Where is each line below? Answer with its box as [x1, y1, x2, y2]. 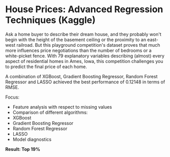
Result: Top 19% [5, 146, 41, 152]
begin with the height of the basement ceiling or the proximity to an [5, 37, 147, 43]
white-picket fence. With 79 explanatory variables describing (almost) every [5, 52, 164, 59]
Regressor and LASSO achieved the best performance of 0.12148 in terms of [5, 79, 165, 85]
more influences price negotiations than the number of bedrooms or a [5, 47, 152, 53]
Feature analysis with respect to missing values [12, 104, 112, 110]
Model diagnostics [12, 136, 52, 142]
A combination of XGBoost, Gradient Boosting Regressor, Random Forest [5, 73, 158, 79]
